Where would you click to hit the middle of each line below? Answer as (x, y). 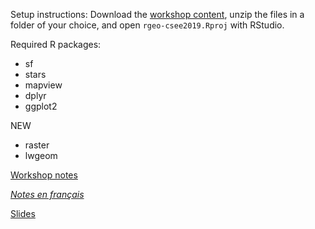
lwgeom (41, 155)
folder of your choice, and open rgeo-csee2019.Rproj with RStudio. (147, 25)
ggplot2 (41, 106)
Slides (23, 213)
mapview (43, 85)
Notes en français (47, 194)
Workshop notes (44, 175)
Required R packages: (56, 44)
